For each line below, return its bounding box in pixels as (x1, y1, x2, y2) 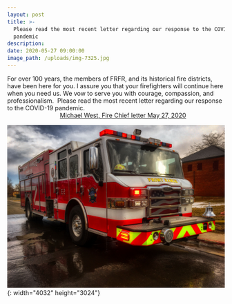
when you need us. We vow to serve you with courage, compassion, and (7, 89, 214, 97)
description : (7, 40, 45, 48)
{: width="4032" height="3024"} (7, 288, 101, 296)
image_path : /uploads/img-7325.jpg (7, 55, 110, 62)
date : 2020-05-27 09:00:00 (7, 48, 85, 54)
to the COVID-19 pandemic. (7, 103, 85, 112)
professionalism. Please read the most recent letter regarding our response (7, 97, 222, 105)
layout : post (7, 11, 45, 18)
